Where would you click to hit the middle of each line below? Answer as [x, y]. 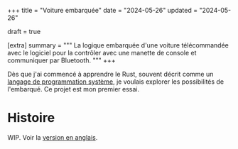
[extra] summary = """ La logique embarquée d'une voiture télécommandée [118, 45]
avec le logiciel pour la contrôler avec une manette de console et [102, 53]
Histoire [31, 118]
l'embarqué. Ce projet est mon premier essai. [74, 89]
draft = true [24, 32]
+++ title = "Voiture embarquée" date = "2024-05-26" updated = [102, 10]
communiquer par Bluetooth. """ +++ [61, 60]
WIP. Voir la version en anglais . [53, 137]
